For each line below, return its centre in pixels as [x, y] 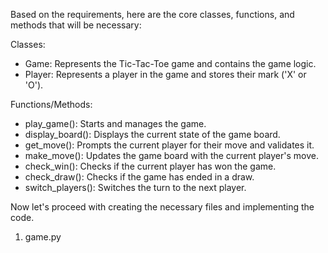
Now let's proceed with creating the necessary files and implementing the [162, 207]
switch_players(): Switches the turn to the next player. [135, 187]
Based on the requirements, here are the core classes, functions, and [152, 14]
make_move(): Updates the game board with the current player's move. [171, 155]
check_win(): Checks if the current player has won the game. [150, 166]
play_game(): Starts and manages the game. [115, 123]
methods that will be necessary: [76, 25]
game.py [43, 237]
